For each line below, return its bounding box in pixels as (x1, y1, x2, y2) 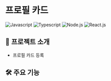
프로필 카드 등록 (12, 52, 44, 58)
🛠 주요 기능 (5, 68, 40, 77)
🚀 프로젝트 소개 (5, 37, 50, 46)
